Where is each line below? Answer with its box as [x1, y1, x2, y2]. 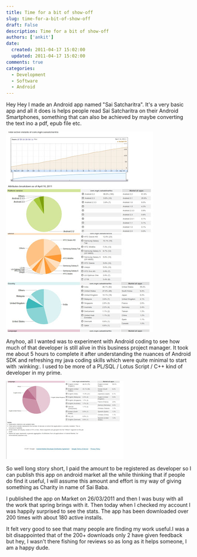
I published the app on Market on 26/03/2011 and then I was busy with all [6, 495, 183, 502]
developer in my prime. [6, 369, 62, 377]
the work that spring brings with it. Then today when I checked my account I [6, 502, 191, 509]
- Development [11, 71, 46, 78]
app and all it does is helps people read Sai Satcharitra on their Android [6, 107, 179, 114]
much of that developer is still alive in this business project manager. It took [6, 344, 189, 351]
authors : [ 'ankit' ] [6, 34, 54, 41]
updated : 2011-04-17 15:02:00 [11, 53, 85, 59]
